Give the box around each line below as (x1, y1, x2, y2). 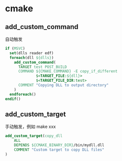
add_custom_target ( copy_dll (5, 133, 63, 138)
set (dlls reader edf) (9, 50, 54, 56)
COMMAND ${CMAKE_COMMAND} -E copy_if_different (18, 69, 118, 74)
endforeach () (9, 92, 36, 97)
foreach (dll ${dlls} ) (9, 55, 54, 60)
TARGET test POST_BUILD (18, 64, 67, 69)
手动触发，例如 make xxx (5, 124, 56, 129)
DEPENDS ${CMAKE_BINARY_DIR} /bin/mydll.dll (14, 143, 105, 148)
